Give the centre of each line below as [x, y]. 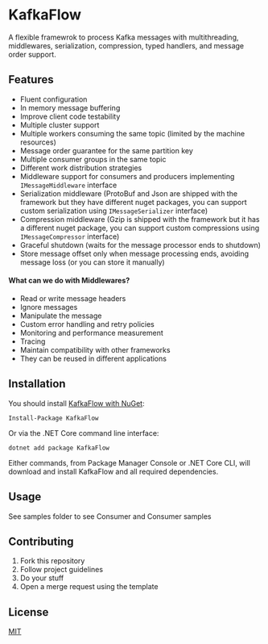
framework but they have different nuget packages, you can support [133, 202]
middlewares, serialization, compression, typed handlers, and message [126, 45]
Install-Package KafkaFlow [54, 418]
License [29, 612]
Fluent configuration [54, 99]
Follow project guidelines [61, 570]
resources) [38, 142]
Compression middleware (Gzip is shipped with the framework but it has [140, 219]
